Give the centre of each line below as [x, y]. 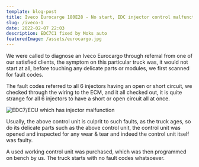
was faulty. [20, 140]
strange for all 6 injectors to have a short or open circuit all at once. [88, 99]
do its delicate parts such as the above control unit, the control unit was [93, 128]
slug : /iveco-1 [25, 22]
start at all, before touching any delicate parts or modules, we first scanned [98, 68]
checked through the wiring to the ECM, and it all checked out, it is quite [94, 92]
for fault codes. [25, 75]
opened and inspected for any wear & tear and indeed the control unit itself [98, 134]
